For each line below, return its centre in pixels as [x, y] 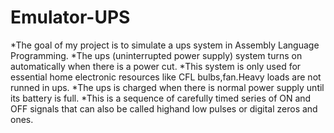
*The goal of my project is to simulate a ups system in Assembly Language [165, 45]
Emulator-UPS [70, 17]
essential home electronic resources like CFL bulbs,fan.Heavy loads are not [166, 77]
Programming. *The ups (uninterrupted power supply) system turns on [156, 55]
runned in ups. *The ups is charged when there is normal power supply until [167, 87]
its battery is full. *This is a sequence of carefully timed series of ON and [161, 98]
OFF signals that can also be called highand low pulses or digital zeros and [164, 108]
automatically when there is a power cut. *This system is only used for [156, 66]
